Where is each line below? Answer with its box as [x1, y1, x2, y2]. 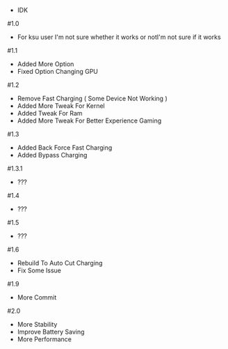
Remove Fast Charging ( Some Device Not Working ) [17, 94, 168, 102]
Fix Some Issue [17, 266, 61, 274]
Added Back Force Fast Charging [17, 144, 113, 152]
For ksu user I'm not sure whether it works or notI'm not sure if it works [17, 33, 221, 41]
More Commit [17, 293, 57, 302]
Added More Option [17, 60, 74, 68]
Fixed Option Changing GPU [17, 68, 99, 75]
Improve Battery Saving [17, 327, 85, 336]
